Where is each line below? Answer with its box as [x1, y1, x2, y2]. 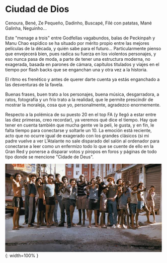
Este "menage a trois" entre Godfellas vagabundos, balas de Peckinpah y [5, 35, 156, 41]
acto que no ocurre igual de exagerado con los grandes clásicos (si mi [5, 132, 149, 138]
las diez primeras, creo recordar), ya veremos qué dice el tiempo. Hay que [5, 117, 158, 123]
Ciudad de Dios [5, 3, 70, 15]
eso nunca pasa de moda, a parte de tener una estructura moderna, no [5, 56, 151, 62]
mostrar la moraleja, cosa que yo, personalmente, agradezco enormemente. [5, 102, 161, 108]
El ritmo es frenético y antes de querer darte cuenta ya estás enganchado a [5, 76, 160, 82]
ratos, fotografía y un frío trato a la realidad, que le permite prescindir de [5, 96, 154, 103]
